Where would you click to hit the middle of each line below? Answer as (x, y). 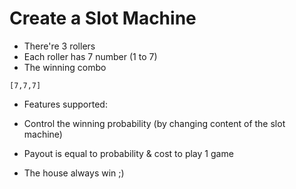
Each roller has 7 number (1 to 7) (90, 56)
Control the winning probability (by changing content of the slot (154, 123)
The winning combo (65, 67)
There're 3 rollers (59, 46)
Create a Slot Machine (103, 18)
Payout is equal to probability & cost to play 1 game (128, 153)
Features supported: (65, 104)
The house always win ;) (74, 173)
